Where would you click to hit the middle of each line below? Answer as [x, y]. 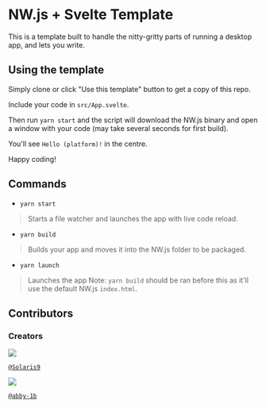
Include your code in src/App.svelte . [69, 104]
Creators [26, 336]
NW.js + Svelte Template [91, 15]
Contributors [41, 313]
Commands [38, 184]
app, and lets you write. [47, 44]
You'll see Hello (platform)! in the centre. [78, 144]
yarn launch [39, 265]
